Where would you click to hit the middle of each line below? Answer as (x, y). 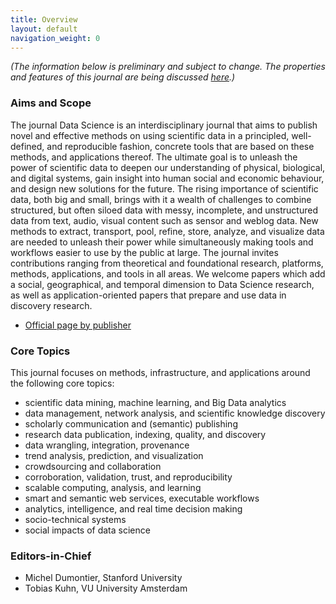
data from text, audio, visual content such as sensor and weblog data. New (164, 220)
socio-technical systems (75, 519)
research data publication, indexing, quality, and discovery (145, 434)
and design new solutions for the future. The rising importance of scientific (164, 188)
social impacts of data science (87, 530)
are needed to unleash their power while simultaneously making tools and (162, 242)
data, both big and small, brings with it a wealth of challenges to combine (161, 199)
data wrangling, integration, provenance (107, 445)
